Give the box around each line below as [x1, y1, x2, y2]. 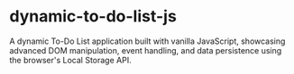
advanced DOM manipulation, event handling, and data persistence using [9, 45, 282, 55]
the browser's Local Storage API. [9, 54, 133, 65]
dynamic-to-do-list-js [9, 6, 178, 27]
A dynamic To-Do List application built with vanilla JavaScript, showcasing [9, 36, 286, 46]
